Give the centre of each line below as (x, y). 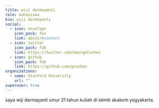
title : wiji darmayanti (30, 10)
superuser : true (22, 85)
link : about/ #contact (37, 39)
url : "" (22, 81)
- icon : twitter (27, 43)
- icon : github (26, 57)
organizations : (21, 71)
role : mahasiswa (22, 15)
